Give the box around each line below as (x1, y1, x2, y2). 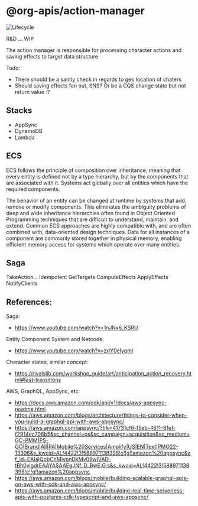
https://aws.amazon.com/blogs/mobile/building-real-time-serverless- (14, 487, 185, 494)
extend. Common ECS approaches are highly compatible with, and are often (6, 222, 191, 229)
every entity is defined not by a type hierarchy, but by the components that (6, 173, 189, 180)
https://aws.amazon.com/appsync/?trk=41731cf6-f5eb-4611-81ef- (14, 424, 176, 432)
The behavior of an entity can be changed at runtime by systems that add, (6, 197, 187, 204)
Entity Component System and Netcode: (6, 336, 105, 343)
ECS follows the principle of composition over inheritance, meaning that (6, 167, 181, 174)
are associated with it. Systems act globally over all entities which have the (6, 179, 188, 186)
